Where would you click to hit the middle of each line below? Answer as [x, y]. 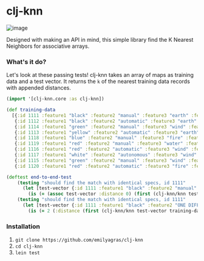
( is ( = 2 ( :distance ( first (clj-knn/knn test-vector [97, 211]
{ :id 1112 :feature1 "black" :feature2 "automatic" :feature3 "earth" [106, 121]
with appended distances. [39, 88]
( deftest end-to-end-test [39, 177]
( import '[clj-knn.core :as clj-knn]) [55, 99]
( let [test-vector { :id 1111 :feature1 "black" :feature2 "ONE [104, 205]
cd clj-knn [29, 246]
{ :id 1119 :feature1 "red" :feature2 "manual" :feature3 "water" [99, 144]
